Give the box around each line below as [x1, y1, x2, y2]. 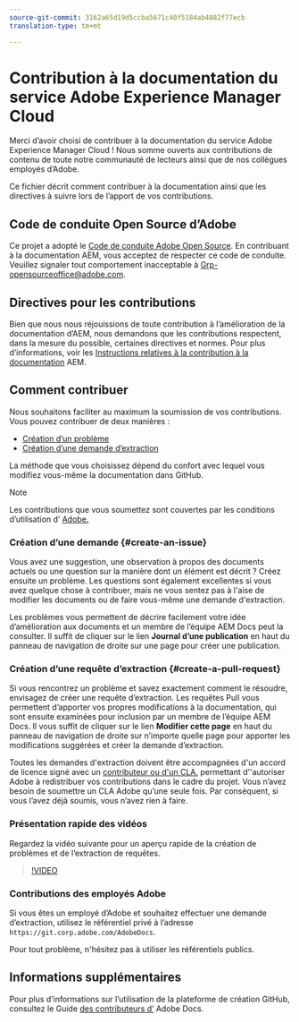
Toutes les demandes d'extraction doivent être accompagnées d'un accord [9, 757, 286, 768]
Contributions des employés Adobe [9, 887, 167, 899]
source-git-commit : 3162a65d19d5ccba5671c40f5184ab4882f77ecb [9, 13, 245, 22]
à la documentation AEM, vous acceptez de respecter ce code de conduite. [9, 250, 287, 260]
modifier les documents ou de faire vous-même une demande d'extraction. [9, 594, 286, 605]
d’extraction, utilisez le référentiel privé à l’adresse [9, 917, 194, 928]
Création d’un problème [21, 433, 110, 444]
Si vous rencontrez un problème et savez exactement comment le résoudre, [9, 683, 288, 694]
